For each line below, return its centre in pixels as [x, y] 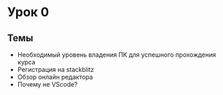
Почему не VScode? [48, 84]
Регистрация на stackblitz [56, 70]
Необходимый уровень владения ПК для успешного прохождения [117, 54]
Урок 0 [28, 12]
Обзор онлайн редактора [55, 77]
